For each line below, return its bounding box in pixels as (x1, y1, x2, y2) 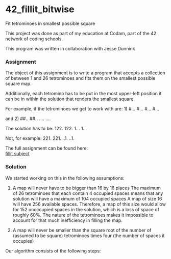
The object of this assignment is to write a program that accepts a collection (5, 70, 166, 76)
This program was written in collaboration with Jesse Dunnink (5, 45, 135, 51)
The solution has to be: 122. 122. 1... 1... (5, 126, 87, 132)
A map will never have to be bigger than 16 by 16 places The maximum (12, 185, 161, 191)
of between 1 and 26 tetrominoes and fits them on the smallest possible (5, 75, 156, 81)
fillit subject (5, 151, 30, 157)
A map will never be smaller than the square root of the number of (12, 227, 152, 233)
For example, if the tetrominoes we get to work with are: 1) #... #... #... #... (5, 106, 160, 112)
